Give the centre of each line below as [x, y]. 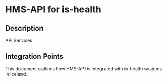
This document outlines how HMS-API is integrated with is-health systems [84, 69]
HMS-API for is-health [53, 9]
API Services [19, 40]
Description [24, 28]
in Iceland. [16, 74]
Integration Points [35, 56]
